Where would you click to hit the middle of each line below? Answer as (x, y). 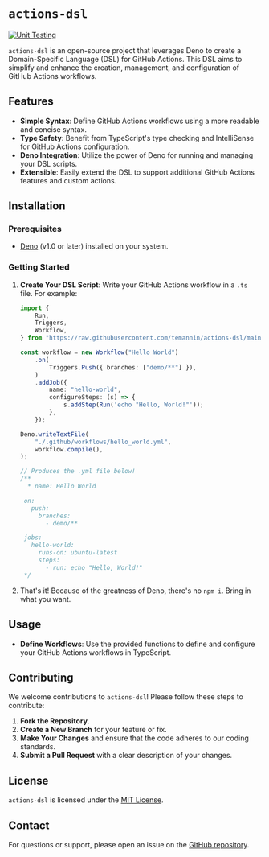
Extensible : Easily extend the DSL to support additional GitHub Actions (137, 172)
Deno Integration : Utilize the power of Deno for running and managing (137, 155)
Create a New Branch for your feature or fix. (93, 730)
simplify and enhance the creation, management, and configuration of (124, 68)
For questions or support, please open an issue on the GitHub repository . (129, 844)
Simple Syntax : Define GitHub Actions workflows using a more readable (139, 121)
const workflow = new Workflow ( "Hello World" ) (99, 352)
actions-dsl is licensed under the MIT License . (86, 800)
